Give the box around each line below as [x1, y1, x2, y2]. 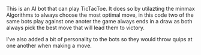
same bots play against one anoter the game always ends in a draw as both [6, 18, 193, 25]
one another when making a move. [6, 42, 92, 49]
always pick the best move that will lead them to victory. [6, 24, 145, 31]
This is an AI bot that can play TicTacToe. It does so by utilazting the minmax [6, 5, 195, 12]
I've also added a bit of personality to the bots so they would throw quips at [6, 36, 193, 42]
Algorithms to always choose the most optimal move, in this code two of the [6, 11, 194, 19]
